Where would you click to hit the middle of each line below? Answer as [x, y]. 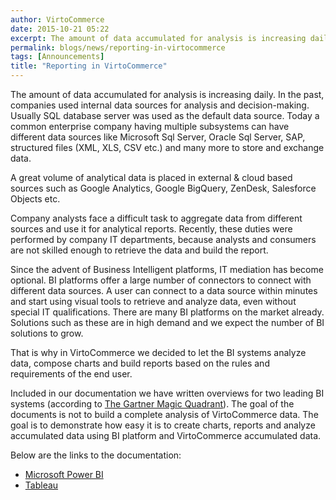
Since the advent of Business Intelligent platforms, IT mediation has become [167, 269]
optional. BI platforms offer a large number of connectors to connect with [161, 280]
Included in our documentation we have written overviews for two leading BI [167, 393]
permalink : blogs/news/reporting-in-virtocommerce [118, 47]
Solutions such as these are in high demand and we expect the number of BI [167, 322]
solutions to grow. [47, 333]
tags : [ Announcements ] [57, 57]
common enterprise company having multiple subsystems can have [150, 126]
